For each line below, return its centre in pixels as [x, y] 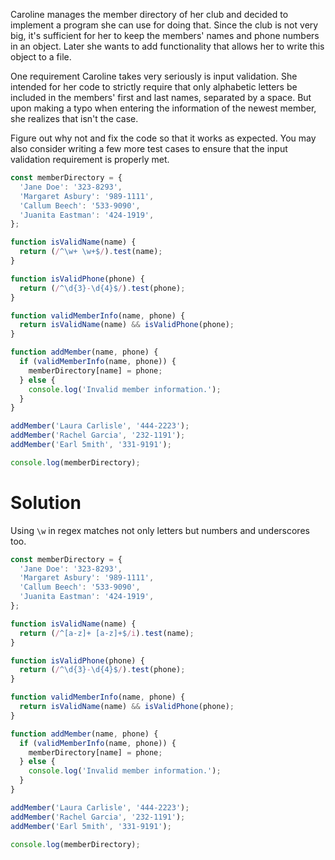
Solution [46, 502]
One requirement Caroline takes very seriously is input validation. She [154, 76]
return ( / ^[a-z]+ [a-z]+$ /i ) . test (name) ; [107, 633]
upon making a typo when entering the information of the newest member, [163, 108]
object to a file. [41, 57]
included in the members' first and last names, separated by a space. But [161, 97]
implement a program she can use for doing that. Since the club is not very [164, 25]
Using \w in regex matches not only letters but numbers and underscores [160, 530]
